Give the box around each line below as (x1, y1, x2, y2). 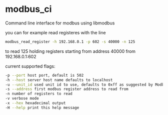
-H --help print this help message (5, 105, 79, 110)
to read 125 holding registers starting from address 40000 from (5, 48, 136, 54)
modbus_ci (5, 3, 52, 15)
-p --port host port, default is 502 (5, 73, 84, 78)
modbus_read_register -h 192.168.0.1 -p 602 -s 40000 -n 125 (5, 39, 135, 44)
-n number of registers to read (5, 91, 72, 97)
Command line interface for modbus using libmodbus (5, 20, 115, 26)
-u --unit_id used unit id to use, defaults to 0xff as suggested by (5, 82, 153, 87)
